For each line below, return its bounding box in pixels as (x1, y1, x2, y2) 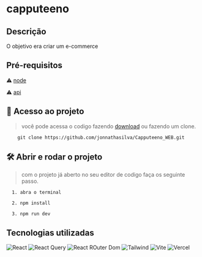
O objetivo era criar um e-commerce (6, 42, 99, 50)
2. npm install (12, 200, 51, 207)
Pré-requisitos (6, 60, 63, 71)
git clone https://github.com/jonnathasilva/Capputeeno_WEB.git (17, 134, 185, 140)
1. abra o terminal (12, 190, 62, 196)
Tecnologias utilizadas (6, 228, 94, 238)
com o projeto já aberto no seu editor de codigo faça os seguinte (21, 171, 185, 178)
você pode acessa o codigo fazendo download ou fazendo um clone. (21, 122, 196, 130)
